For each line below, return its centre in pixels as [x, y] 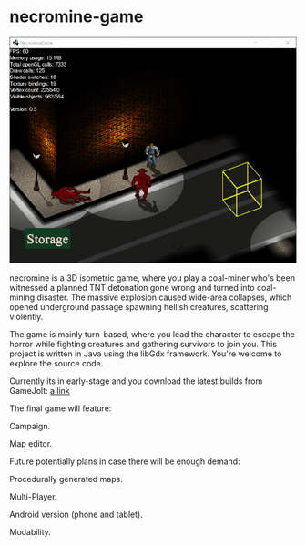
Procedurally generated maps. [66, 479]
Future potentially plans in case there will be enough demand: [125, 461]
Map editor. [31, 444]
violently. [26, 317]
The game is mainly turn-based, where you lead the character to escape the [153, 335]
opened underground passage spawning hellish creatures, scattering [139, 307]
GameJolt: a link [40, 391]
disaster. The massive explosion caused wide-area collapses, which [164, 297]
